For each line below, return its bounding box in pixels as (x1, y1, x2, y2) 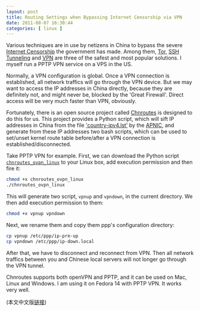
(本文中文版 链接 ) (6, 298, 47, 306)
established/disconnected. (6, 141, 71, 148)
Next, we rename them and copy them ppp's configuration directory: (6, 221, 174, 228)
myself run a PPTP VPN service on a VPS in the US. (6, 61, 133, 68)
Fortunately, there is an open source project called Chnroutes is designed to (6, 109, 192, 116)
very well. (6, 286, 30, 293)
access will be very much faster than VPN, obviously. (6, 98, 137, 105)
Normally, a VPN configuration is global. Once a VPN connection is (6, 72, 170, 79)
